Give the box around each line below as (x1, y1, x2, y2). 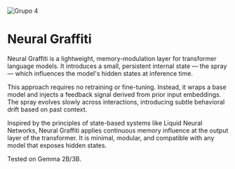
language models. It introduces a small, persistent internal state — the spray (7, 62, 227, 70)
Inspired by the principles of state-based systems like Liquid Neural (7, 119, 203, 127)
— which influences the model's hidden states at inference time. (7, 69, 193, 77)
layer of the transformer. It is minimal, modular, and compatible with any (7, 133, 215, 142)
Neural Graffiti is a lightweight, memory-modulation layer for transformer (7, 54, 217, 62)
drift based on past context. (7, 105, 88, 114)
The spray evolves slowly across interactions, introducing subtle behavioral (7, 97, 225, 106)
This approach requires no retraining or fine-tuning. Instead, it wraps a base (7, 83, 227, 91)
